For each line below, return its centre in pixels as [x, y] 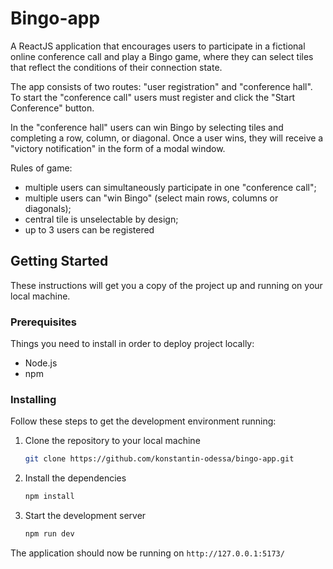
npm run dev [49, 534]
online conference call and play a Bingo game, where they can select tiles [162, 56]
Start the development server [85, 516]
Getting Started [59, 261]
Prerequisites [43, 322]
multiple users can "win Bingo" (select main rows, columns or [151, 198]
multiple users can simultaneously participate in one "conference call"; [170, 187]
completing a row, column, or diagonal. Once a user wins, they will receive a [167, 138]
